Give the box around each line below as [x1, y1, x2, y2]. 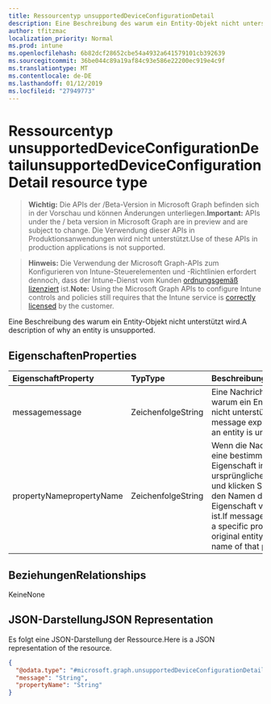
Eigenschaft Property [12, 373, 94, 384]
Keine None [8, 589, 46, 599]
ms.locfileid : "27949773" [8, 86, 95, 95]
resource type [51, 173, 148, 191]
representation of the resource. [8, 643, 112, 652]
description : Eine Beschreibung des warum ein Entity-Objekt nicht [8, 19, 240, 27]
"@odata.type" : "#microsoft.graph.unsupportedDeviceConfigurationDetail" [15, 666, 269, 674]
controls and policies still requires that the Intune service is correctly [27, 292, 256, 303]
